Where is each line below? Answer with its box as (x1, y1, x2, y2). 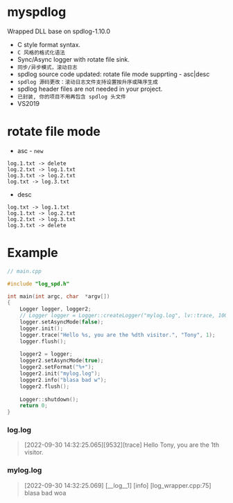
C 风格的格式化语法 (17, 49, 66, 56)
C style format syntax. (17, 40, 81, 48)
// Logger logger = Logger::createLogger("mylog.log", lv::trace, (19, 312, 216, 319)
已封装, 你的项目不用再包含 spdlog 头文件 (17, 93, 126, 100)
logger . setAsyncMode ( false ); (19, 319, 104, 326)
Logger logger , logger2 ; (19, 306, 92, 312)
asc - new (17, 146, 44, 155)
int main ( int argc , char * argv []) (7, 292, 110, 300)
